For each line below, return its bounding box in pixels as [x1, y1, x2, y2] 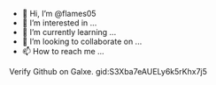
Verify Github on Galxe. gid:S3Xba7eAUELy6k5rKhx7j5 [9, 67, 208, 76]
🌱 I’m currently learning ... [21, 27, 117, 37]
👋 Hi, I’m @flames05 [21, 9, 96, 18]
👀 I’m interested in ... [21, 18, 97, 28]
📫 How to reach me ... [21, 46, 104, 56]
